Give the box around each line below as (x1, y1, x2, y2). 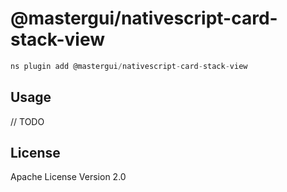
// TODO (10, 115, 45, 127)
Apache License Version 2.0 (10, 171, 127, 183)
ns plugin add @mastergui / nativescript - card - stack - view (10, 61, 248, 71)
